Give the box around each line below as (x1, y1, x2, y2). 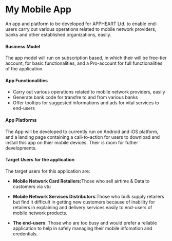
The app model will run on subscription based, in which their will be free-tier (5, 55, 167, 61)
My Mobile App (5, 4, 72, 15)
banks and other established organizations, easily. (5, 31, 111, 38)
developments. (5, 145, 37, 151)
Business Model (5, 43, 41, 49)
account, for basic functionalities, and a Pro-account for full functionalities (5, 60, 163, 66)
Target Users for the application (5, 157, 75, 163)
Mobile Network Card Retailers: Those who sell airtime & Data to (12, 178, 150, 184)
